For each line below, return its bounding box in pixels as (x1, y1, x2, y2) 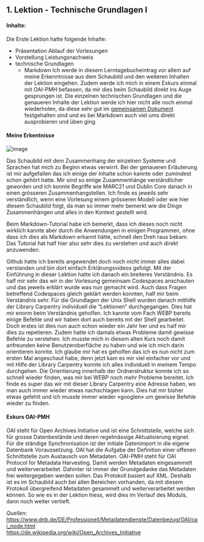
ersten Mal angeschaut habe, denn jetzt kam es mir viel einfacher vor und (6, 354, 191, 361)
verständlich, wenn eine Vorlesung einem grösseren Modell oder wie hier (6, 195, 189, 202)
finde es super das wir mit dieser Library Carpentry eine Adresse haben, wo (6, 380, 196, 387)
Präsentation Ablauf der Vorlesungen (15, 47, 108, 54)
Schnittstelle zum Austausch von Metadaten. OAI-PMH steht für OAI (6, 453, 176, 460)
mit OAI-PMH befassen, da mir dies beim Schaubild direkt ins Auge (24, 85, 192, 93)
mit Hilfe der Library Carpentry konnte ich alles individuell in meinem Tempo (6, 361, 196, 368)
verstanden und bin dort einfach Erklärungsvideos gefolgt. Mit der (6, 264, 172, 272)
